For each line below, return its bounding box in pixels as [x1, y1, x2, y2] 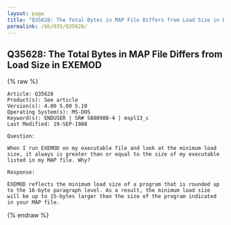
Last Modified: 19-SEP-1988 [7, 121, 88, 128]
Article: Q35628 [7, 91, 54, 98]
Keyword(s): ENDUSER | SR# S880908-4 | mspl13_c [7, 115, 149, 122]
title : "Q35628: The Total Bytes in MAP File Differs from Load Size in [7, 17, 220, 23]
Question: [7, 133, 36, 140]
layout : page [7, 10, 45, 17]
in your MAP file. [7, 199, 60, 206]
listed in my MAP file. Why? [7, 157, 91, 164]
